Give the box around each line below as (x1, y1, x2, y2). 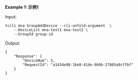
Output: (5, 40, 20, 46)
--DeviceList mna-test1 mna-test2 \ (14, 28, 88, 32)
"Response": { (14, 54, 42, 59)
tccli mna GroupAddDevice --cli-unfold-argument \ (5, 23, 112, 28)
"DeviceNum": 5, (22, 58, 55, 63)
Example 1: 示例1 (5, 4, 39, 10)
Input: (5, 14, 17, 19)
